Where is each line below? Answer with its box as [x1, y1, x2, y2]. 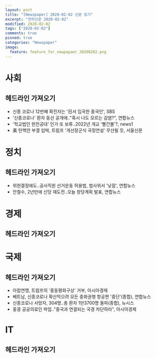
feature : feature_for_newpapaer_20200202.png [10, 49, 107, 54]
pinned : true [5, 36, 33, 41]
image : [5, 45, 19, 50]
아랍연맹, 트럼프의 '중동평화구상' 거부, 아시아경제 [12, 287, 108, 294]
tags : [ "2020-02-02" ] [5, 26, 51, 31]
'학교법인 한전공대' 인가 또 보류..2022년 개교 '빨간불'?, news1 [12, 121, 133, 127]
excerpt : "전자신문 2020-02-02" [5, 17, 69, 22]
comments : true [5, 31, 37, 36]
